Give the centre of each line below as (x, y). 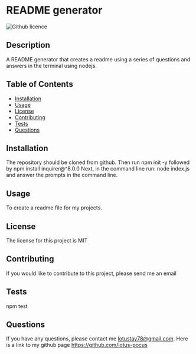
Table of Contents (40, 84)
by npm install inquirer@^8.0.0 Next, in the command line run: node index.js (98, 169)
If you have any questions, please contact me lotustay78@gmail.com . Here (97, 339)
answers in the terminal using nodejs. (52, 65)
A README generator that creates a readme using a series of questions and (98, 59)
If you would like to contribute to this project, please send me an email (92, 273)
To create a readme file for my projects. (54, 208)
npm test (17, 306)
